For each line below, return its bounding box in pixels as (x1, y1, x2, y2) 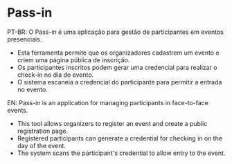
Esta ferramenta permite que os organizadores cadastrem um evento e (17, 48, 220, 57)
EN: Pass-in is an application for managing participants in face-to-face (7, 98, 209, 107)
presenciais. (7, 35, 42, 43)
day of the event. (17, 141, 66, 149)
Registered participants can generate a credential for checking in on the (17, 134, 223, 143)
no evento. (17, 85, 48, 93)
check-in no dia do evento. (17, 71, 94, 79)
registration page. (17, 127, 69, 135)
